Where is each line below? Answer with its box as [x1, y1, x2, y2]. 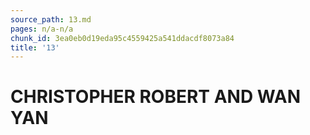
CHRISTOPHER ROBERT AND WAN [10, 86, 302, 108]
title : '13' [10, 42, 60, 53]
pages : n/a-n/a [10, 24, 74, 34]
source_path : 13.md [10, 14, 92, 25]
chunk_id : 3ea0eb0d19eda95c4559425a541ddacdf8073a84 [10, 33, 235, 43]
